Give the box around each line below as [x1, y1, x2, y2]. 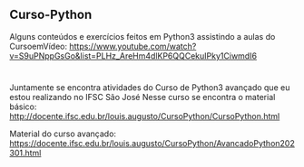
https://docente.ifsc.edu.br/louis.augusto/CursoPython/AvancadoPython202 [9, 138, 295, 148]
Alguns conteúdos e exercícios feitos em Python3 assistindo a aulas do [9, 31, 276, 42]
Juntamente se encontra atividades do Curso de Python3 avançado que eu [9, 82, 290, 93]
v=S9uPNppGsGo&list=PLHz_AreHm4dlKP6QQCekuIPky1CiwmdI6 [9, 50, 257, 61]
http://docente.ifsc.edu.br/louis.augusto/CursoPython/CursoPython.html [9, 111, 280, 121]
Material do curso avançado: [9, 128, 116, 139]
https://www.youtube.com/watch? [69, 41, 197, 51]
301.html [9, 148, 42, 158]
